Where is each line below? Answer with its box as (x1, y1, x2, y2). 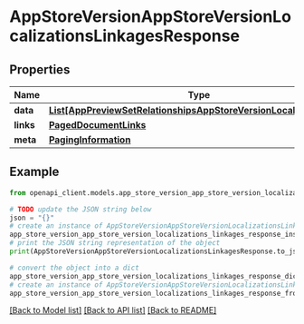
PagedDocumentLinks (48, 119, 147, 131)
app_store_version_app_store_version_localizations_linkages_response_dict (9, 271, 301, 280)
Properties (9, 62, 71, 77)
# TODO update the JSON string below (9, 204, 152, 214)
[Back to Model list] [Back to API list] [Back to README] (9, 305, 217, 316)
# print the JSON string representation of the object (9, 239, 221, 248)
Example (9, 164, 60, 180)
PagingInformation (48, 133, 131, 146)
